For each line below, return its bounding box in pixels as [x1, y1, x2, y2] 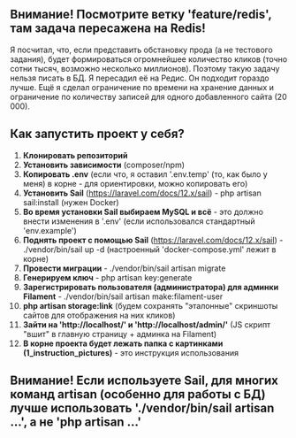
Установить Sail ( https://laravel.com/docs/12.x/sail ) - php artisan [22, 188, 262, 198]
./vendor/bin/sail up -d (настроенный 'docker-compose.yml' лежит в [22, 243, 277, 255]
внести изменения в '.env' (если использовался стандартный [22, 216, 255, 227]
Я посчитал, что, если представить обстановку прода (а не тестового [10, 44, 273, 55]
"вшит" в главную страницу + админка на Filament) [22, 328, 217, 339]
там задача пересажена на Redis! [10, 21, 206, 36]
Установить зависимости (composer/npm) [22, 159, 185, 170]
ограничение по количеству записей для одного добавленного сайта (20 [10, 91, 287, 102]
